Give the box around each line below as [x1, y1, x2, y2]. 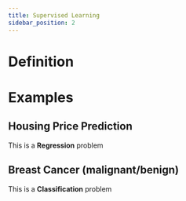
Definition [8, 53, 75, 71]
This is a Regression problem [8, 141, 104, 150]
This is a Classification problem [8, 184, 112, 193]
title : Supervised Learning [8, 11, 100, 20]
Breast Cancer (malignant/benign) [8, 163, 179, 177]
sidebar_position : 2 [8, 19, 76, 27]
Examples [8, 88, 74, 106]
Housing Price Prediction [8, 119, 133, 133]
